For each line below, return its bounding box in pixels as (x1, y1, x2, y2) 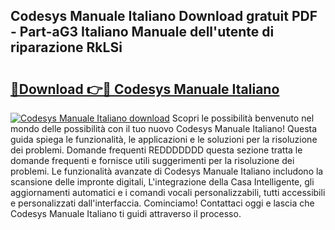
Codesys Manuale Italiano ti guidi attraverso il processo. (10, 208, 242, 219)
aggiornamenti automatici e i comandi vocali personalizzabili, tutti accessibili (10, 187, 326, 198)
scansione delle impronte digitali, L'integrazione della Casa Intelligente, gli (10, 176, 315, 188)
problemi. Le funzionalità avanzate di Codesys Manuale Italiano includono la (10, 165, 324, 177)
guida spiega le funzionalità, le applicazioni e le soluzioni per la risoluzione (10, 134, 318, 145)
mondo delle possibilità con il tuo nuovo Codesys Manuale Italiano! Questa (10, 123, 318, 134)
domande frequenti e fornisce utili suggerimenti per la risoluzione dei (10, 155, 295, 166)
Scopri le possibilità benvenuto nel (171, 112, 315, 124)
